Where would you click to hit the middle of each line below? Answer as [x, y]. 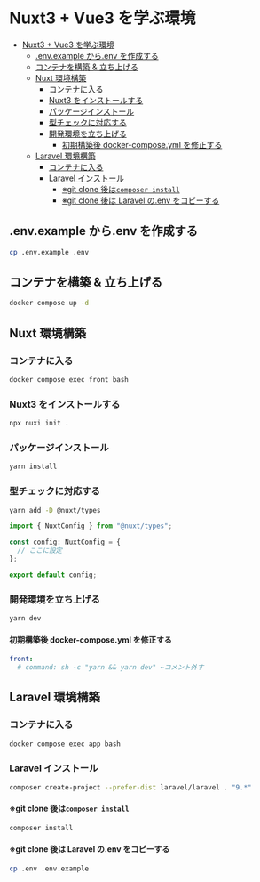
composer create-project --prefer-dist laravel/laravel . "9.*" [130, 787]
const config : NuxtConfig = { [65, 542]
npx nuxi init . [39, 424]
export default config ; [53, 575]
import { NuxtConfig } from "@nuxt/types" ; [91, 526]
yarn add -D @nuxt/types [55, 510]
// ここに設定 [40, 551]
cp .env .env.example [49, 869]
